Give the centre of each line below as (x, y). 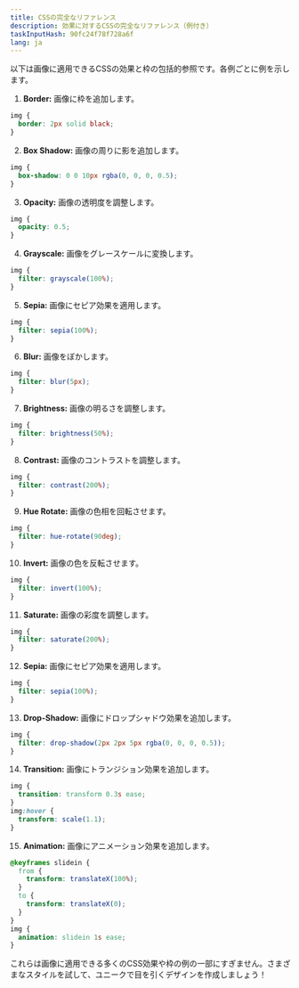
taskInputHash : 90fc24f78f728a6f (72, 34)
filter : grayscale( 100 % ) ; (66, 279)
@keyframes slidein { (50, 862)
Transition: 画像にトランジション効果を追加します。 (118, 769)
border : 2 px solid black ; (66, 124)
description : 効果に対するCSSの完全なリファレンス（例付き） (112, 26)
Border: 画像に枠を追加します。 (81, 99)
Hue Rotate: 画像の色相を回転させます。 (97, 511)
